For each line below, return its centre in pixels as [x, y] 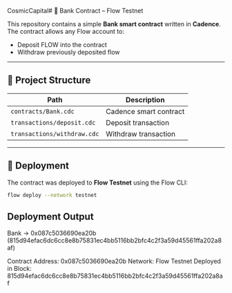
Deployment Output [51, 217]
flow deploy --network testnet [52, 195]
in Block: [20, 269]
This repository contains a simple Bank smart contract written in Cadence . [114, 24]
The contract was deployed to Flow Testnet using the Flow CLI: [98, 182]
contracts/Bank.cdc [42, 111]
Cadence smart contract [145, 111]
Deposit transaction [138, 122]
